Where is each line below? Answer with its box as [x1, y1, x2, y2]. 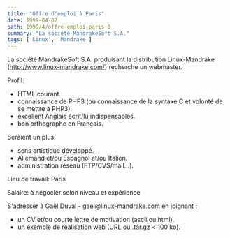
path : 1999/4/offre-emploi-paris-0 [7, 23, 111, 30]
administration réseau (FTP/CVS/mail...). [17, 161, 134, 170]
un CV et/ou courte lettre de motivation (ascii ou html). [17, 216, 175, 224]
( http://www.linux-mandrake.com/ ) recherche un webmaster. [7, 63, 183, 71]
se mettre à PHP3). [17, 105, 72, 113]
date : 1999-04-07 [7, 17, 58, 24]
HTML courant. [17, 90, 62, 98]
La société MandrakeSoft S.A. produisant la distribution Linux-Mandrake [7, 55, 215, 64]
